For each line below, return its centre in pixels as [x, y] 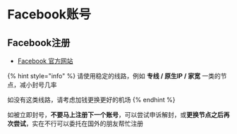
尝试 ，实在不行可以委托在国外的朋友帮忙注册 [78, 123]
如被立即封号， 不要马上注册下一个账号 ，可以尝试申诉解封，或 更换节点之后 [115, 115]
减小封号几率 [38, 85]
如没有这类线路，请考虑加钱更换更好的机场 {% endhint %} [91, 100]
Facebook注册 [39, 43]
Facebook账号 [49, 14]
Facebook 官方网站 [45, 61]
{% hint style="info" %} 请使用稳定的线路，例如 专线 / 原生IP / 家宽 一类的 [114, 76]
